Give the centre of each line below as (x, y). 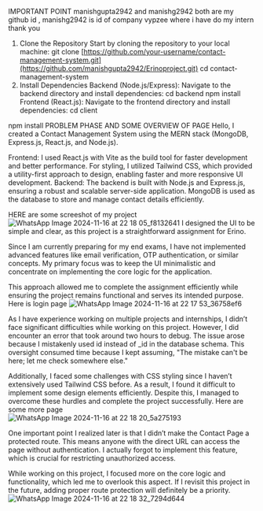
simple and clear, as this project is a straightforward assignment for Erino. (127, 231)
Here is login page (38, 304)
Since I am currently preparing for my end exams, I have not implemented (127, 246)
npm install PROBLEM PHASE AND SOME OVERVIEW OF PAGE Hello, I (121, 126)
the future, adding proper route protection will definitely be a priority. (119, 490)
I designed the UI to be (218, 223)
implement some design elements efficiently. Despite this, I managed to (124, 393)
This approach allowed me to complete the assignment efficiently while (123, 287)
